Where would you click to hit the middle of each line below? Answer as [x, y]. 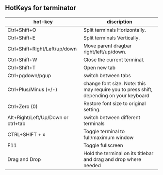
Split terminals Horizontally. [115, 30]
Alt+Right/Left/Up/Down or [38, 117]
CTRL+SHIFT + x [26, 134]
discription [119, 21]
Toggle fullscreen [103, 145]
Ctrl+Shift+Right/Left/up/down [42, 49]
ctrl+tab [16, 123]
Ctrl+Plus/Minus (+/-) [33, 89]
